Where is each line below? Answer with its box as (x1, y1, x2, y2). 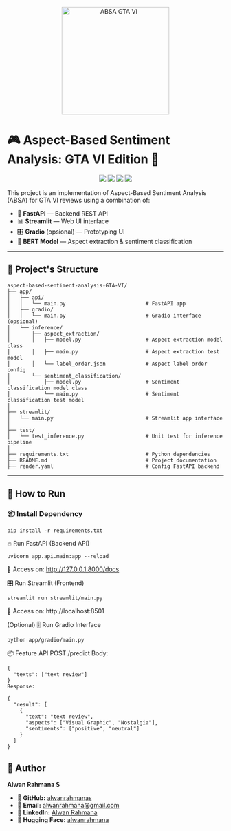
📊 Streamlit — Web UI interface (16, 217, 109, 225)
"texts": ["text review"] (13, 671, 88, 678)
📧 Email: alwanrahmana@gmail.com (16, 801, 120, 810)
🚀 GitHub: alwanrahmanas (16, 794, 92, 802)
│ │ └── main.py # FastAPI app (7, 300, 186, 307)
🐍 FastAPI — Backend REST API (16, 209, 109, 217)
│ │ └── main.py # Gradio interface (7, 312, 201, 319)
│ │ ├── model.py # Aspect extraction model (7, 336, 223, 343)
